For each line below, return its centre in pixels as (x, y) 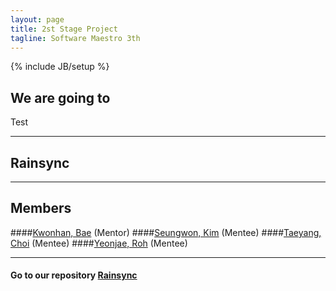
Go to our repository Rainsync (74, 275)
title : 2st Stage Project (64, 29)
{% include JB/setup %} (60, 67)
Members (41, 208)
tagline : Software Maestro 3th (75, 38)
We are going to (60, 97)
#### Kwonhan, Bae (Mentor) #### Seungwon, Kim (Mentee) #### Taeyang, (166, 232)
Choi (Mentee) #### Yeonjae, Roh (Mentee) (99, 243)
